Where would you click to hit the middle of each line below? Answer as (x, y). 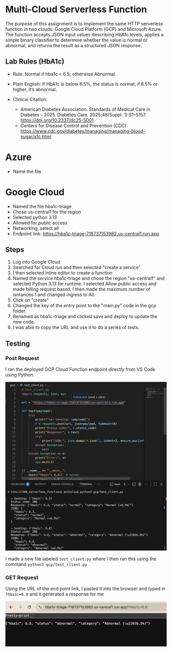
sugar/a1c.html (36, 136)
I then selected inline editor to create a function (62, 273)
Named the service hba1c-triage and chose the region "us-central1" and (89, 279)
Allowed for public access (40, 223)
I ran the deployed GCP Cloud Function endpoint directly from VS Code (80, 369)
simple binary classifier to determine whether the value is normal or (76, 40)
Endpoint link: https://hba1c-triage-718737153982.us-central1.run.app (86, 233)
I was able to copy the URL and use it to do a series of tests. (76, 327)
